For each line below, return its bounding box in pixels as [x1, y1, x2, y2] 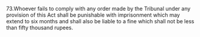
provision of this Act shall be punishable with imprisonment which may [6, 11, 180, 18]
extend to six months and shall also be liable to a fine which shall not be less [6, 18, 195, 24]
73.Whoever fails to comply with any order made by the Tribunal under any [6, 5, 190, 12]
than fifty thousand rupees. [6, 24, 74, 31]
